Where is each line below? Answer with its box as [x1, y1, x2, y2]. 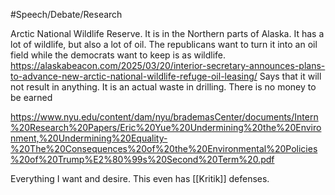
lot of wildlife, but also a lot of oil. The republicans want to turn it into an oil [10, 39, 318, 50]
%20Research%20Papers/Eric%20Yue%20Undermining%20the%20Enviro [10, 122, 322, 133]
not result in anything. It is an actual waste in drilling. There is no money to [10, 81, 317, 93]
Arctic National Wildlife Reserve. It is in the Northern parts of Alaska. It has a [10, 28, 325, 39]
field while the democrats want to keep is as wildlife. [10, 49, 227, 61]
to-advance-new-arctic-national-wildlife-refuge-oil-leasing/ [10, 70, 258, 82]
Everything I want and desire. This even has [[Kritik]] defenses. [10, 173, 270, 184]
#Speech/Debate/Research [10, 9, 123, 20]
